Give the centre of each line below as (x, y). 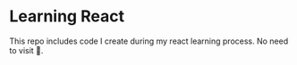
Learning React (67, 16)
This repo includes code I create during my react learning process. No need (149, 41)
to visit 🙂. (26, 50)
